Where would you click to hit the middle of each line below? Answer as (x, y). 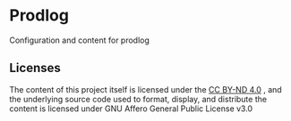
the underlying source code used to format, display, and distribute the (138, 99)
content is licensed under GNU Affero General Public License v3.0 (131, 109)
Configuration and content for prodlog (80, 40)
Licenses (35, 68)
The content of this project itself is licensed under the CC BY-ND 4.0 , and (145, 89)
